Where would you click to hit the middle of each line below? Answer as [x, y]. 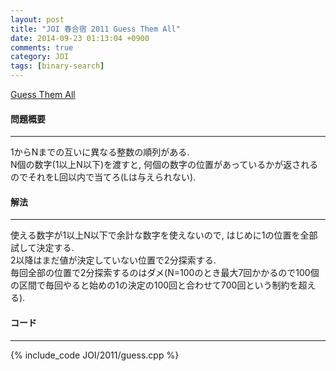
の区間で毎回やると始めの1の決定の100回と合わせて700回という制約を [154, 285]
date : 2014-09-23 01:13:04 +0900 [80, 38]
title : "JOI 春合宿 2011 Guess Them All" [95, 29]
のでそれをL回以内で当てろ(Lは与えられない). [103, 177]
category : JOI [40, 57]
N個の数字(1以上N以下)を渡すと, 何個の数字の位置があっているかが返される [164, 165]
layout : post [37, 19]
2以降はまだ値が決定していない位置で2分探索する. [113, 260]
